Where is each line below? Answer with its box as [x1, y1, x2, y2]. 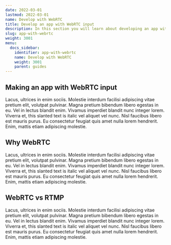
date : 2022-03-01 [5, 7, 42, 13]
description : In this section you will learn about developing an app [5, 26, 158, 32]
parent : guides [14, 64, 47, 69]
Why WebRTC [5, 138, 51, 147]
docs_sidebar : [10, 45, 40, 50]
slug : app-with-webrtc [5, 31, 53, 36]
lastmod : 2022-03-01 [5, 12, 49, 17]
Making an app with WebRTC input [5, 83, 118, 91]
